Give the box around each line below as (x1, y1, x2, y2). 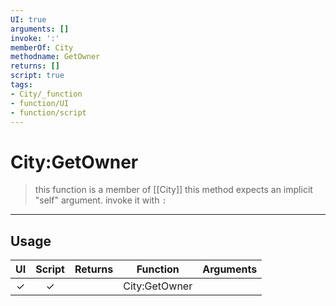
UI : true (10, 14, 47, 25)
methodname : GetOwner (10, 52, 101, 62)
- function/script (10, 107, 87, 118)
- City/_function (10, 89, 83, 99)
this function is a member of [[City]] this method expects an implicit (34, 184, 313, 196)
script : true (10, 71, 65, 81)
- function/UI (10, 98, 70, 108)
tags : (10, 80, 33, 90)
